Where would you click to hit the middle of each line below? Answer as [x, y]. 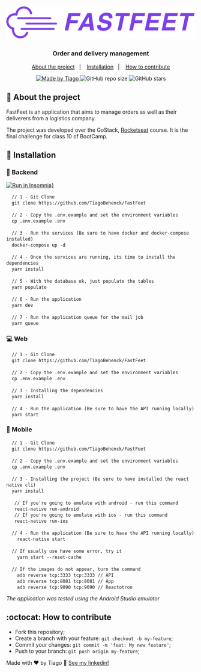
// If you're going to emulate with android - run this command [96, 503]
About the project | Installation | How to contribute [101, 67]
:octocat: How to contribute [59, 618]
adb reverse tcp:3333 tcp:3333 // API [65, 575]
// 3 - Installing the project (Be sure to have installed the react [100, 479]
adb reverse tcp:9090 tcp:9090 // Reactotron [75, 587]
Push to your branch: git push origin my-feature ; [77, 651]
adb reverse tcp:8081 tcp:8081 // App [65, 581]
